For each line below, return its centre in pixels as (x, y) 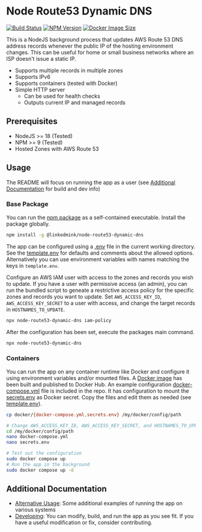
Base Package (27, 204)
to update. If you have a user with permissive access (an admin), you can (97, 283)
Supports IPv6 (33, 77)
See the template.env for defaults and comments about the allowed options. (100, 253)
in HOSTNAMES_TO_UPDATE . (35, 309)
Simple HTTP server (40, 89)
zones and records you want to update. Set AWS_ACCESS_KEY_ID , (84, 296)
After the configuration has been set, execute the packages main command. (100, 332)
